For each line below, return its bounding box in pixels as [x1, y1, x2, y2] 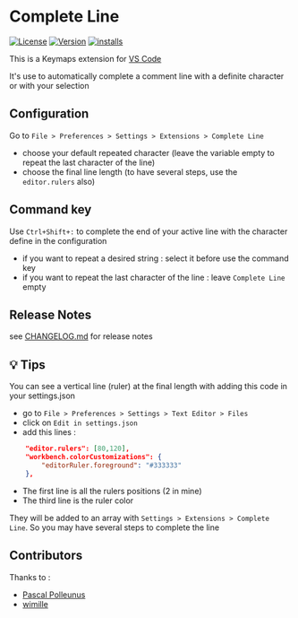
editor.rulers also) [21, 176, 96, 187]
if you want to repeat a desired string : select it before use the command [21, 253, 289, 264]
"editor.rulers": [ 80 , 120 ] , [25, 444, 130, 454]
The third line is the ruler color [21, 495, 134, 506]
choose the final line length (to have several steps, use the [21, 166, 238, 177]
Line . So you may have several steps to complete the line [9, 522, 220, 533]
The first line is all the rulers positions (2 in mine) [21, 485, 202, 496]
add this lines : [21, 427, 76, 438]
